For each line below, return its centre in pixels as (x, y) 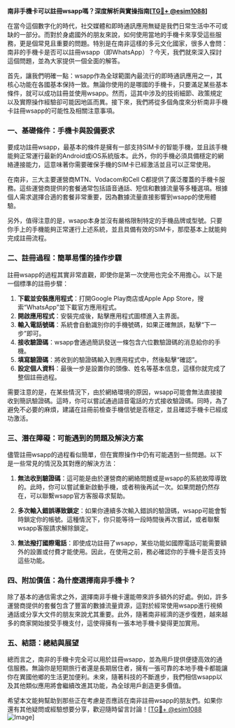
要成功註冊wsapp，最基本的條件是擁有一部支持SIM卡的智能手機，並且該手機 (117, 147)
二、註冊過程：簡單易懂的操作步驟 (65, 258)
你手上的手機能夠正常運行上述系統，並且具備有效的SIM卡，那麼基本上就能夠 (117, 230)
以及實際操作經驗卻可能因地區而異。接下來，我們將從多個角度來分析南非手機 (117, 102)
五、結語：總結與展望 (43, 643)
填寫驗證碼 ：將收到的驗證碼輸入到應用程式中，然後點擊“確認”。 (109, 359)
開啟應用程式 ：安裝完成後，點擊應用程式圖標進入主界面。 (100, 316)
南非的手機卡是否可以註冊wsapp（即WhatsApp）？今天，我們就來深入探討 (115, 52)
